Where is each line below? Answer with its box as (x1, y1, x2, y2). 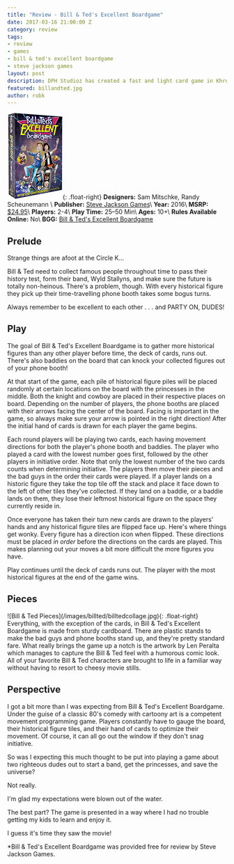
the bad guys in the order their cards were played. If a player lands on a (7, 472, 212, 480)
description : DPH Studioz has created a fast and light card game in (7, 77, 214, 84)
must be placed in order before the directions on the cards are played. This (7, 537, 223, 546)
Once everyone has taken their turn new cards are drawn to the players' (7, 515, 214, 524)
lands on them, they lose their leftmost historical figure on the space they (7, 494, 217, 503)
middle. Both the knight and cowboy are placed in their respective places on (7, 392, 226, 400)
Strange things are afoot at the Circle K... (7, 254, 125, 262)
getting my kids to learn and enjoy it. (7, 815, 112, 824)
